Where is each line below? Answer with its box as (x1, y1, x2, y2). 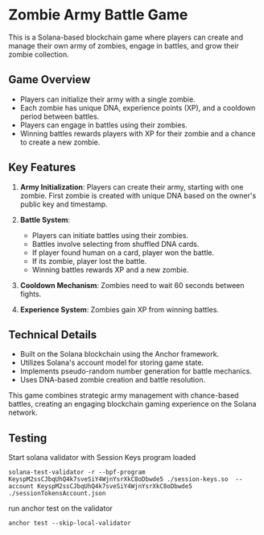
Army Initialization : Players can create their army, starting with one (19, 182, 244, 191)
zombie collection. (8, 49, 70, 59)
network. (8, 408, 39, 417)
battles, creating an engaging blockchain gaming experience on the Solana (8, 399, 257, 409)
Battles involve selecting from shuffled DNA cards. (31, 239, 200, 249)
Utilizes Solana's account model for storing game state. (19, 357, 204, 368)
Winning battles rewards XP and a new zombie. (31, 265, 189, 274)
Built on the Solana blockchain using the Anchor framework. (19, 349, 220, 359)
